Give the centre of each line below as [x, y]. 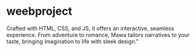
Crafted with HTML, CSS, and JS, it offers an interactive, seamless [90, 28]
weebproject [39, 11]
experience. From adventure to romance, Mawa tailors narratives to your [98, 34]
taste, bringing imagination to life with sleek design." [73, 41]
